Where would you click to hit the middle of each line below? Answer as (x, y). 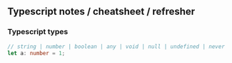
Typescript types (38, 32)
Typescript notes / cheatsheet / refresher (101, 12)
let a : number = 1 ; (36, 53)
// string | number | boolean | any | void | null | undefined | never (116, 46)
